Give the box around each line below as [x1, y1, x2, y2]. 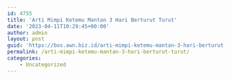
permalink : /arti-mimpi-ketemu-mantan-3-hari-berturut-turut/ [7, 49, 190, 56]
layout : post [7, 36, 45, 43]
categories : [7, 55, 41, 62]
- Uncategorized [19, 61, 67, 68]
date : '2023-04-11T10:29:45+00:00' [7, 23, 110, 30]
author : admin [7, 29, 48, 36]
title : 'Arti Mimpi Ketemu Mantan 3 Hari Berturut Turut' [7, 16, 177, 23]
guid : [7, 42, 23, 49]
